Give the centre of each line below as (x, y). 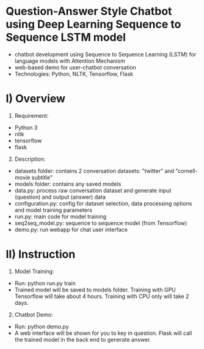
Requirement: (31, 115)
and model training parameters (53, 210)
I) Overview (35, 99)
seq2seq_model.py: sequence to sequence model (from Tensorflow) (101, 223)
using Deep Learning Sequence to (93, 24)
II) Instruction (41, 254)
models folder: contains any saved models (68, 184)
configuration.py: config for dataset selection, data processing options (103, 203)
